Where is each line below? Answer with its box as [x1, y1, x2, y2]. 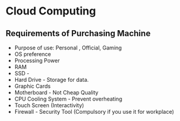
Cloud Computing [5, 4, 96, 18]
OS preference [14, 51, 51, 58]
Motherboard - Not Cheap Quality [14, 89, 99, 96]
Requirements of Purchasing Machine [5, 28, 151, 39]
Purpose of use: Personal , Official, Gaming [14, 44, 122, 51]
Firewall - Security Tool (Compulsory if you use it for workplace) [14, 108, 175, 115]
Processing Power [14, 57, 60, 64]
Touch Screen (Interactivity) [14, 102, 85, 109]
